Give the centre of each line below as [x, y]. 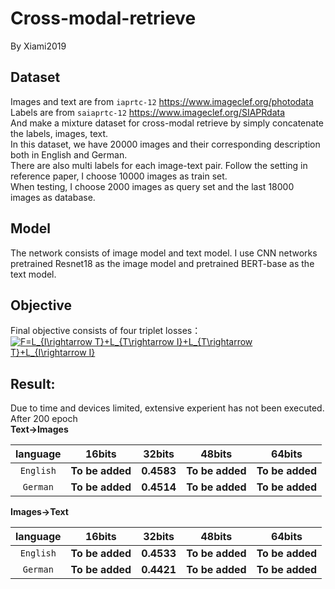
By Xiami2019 [38, 46]
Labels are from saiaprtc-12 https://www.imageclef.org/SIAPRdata [148, 112]
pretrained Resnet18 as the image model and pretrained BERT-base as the [162, 263]
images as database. [53, 197]
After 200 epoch [44, 419]
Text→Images [39, 429]
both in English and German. [69, 154]
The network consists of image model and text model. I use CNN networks [164, 253]
